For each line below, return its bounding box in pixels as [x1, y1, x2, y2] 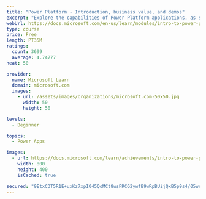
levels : [6, 116, 26, 122]
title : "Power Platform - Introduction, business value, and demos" [6, 9, 185, 15]
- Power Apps [12, 139, 45, 145]
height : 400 [17, 166, 48, 173]
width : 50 [22, 99, 48, 106]
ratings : [6, 43, 29, 49]
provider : [6, 71, 32, 77]
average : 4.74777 [12, 54, 56, 60]
